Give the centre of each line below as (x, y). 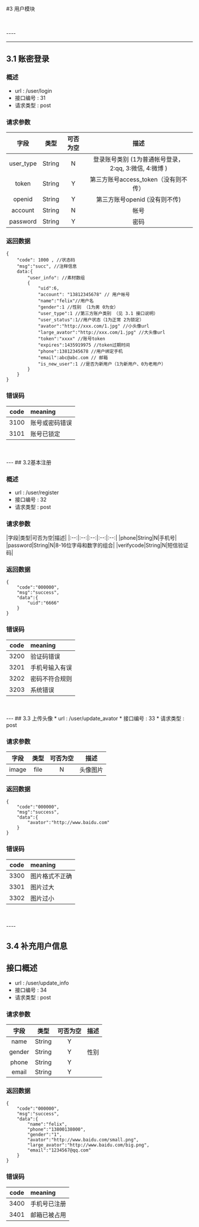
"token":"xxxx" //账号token (71, 339)
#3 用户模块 (21, 9)
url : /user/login (33, 90)
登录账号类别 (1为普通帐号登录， (139, 159)
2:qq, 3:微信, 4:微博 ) (138, 168)
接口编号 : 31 (30, 97)
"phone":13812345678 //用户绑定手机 (80, 352)
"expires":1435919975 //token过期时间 (84, 345)
